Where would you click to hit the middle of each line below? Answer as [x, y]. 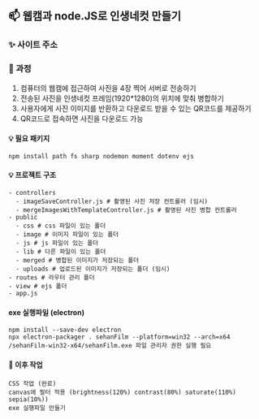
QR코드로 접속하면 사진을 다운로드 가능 [82, 119]
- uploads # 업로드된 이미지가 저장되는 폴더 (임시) [93, 269]
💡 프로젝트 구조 [32, 175]
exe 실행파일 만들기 [37, 408]
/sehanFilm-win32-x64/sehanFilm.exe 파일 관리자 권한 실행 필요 [110, 346]
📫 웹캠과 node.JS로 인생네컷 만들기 [95, 16]
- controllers [32, 193]
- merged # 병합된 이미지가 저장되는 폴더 [78, 261]
